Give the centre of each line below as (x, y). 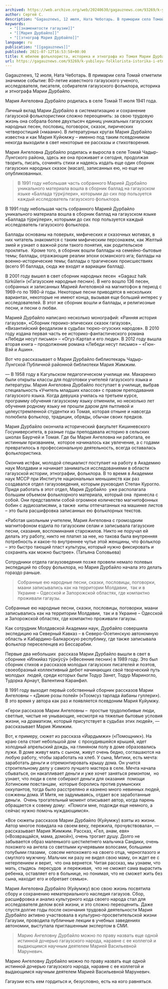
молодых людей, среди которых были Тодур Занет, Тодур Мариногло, (81, 675)
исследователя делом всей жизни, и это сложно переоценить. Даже (79, 904)
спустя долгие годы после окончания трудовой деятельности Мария (79, 910)
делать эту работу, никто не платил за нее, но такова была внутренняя (81, 537)
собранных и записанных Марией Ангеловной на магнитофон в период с (83, 287)
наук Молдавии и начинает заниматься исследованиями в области (77, 468)
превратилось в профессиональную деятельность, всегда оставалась (81, 448)
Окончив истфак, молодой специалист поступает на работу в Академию (83, 463)
